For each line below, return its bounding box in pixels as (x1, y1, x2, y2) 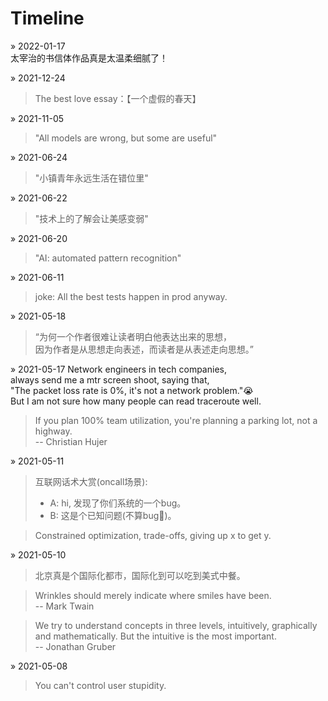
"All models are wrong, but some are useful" (34, 132, 218, 144)
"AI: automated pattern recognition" (34, 252, 182, 264)
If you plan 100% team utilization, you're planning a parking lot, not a (34, 414, 318, 426)
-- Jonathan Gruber (34, 640, 117, 652)
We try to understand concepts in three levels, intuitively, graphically (34, 619, 318, 631)
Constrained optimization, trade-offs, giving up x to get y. (34, 529, 272, 541)
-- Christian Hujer (34, 435, 108, 447)
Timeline (10, 7, 85, 30)
